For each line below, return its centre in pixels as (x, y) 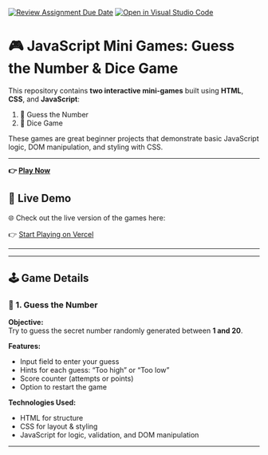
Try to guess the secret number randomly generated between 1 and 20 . (126, 330)
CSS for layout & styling (59, 426)
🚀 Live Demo (40, 198)
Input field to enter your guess (69, 362)
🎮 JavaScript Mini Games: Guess (122, 46)
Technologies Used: (42, 402)
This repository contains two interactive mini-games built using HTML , (126, 90)
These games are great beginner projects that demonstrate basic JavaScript (134, 138)
